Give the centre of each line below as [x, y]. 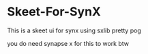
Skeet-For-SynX [54, 12]
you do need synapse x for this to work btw [68, 43]
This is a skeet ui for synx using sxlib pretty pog [74, 30]
